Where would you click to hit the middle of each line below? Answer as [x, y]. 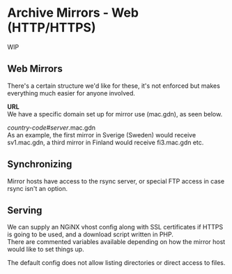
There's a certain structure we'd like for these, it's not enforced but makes [114, 86]
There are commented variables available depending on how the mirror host [116, 242]
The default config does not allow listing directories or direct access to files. [116, 263]
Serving [25, 210]
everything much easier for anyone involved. [71, 93]
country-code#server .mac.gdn [52, 128]
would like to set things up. [46, 250]
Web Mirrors [35, 69]
